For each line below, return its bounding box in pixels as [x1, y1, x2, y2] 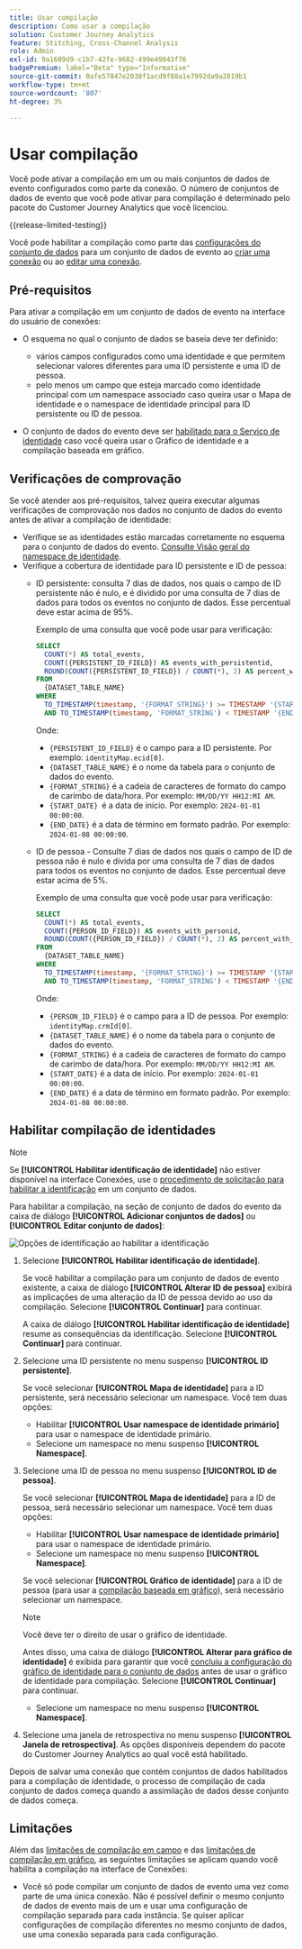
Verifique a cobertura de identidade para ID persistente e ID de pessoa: [22, 560, 288, 571]
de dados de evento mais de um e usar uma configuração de [22, 1900, 249, 1911]
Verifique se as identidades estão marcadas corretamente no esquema [22, 531, 286, 542]
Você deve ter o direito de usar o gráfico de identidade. [22, 1629, 227, 1640]
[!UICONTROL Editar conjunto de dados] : [9, 1220, 164, 1231]
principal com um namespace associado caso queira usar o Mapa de [35, 389, 292, 400]
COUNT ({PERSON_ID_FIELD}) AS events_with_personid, [43, 926, 242, 936]
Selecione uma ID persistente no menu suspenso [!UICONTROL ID [22, 1355, 269, 1366]
